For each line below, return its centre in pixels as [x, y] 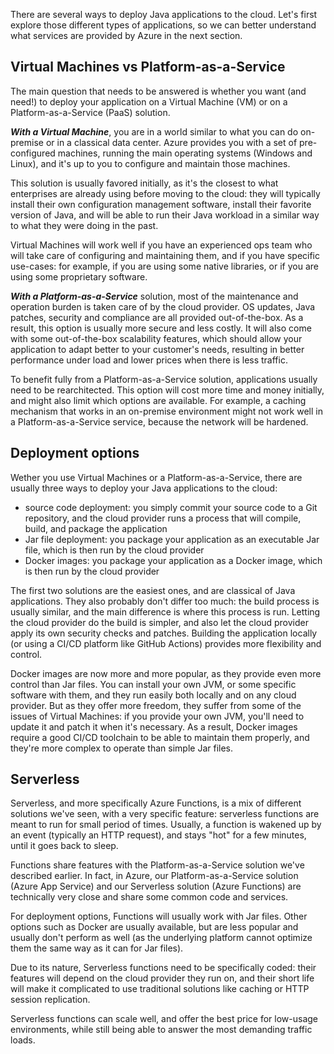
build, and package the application [96, 528]
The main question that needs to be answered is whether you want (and [158, 91]
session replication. [50, 1000]
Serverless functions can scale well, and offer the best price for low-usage [164, 1019]
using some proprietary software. [79, 276]
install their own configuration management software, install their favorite [161, 204]
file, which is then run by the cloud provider [114, 550]
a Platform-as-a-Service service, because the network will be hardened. [159, 421]
